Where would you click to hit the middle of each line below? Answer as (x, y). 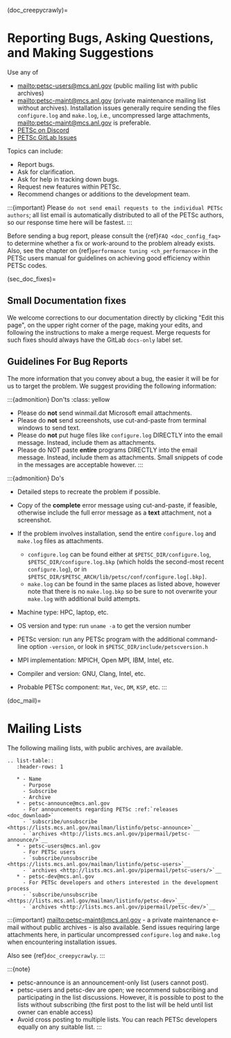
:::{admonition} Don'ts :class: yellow (59, 399)
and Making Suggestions (80, 53)
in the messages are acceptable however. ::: (80, 464)
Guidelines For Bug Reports (68, 362)
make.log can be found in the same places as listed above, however (124, 583)
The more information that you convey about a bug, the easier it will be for (113, 378)
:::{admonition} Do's (36, 478)
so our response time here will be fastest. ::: (70, 222)
